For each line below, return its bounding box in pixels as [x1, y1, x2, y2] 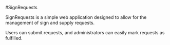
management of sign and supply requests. [5, 20, 95, 26]
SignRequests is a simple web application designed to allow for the [5, 14, 147, 20]
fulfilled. [5, 35, 23, 41]
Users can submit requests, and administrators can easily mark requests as [5, 30, 165, 35]
